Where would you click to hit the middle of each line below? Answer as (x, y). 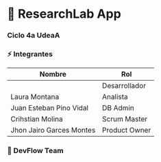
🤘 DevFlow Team (35, 151)
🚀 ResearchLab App (64, 14)
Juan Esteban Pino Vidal (50, 108)
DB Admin (118, 108)
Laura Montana (35, 97)
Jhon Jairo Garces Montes (53, 131)
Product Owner (126, 131)
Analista (115, 97)
